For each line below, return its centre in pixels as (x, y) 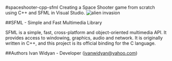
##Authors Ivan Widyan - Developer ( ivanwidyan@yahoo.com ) (71, 53)
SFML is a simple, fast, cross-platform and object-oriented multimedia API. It (86, 32)
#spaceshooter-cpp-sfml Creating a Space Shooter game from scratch (80, 7)
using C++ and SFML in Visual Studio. (45, 13)
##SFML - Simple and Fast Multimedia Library (54, 23)
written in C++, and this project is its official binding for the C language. (81, 43)
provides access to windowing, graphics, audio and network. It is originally (84, 38)
